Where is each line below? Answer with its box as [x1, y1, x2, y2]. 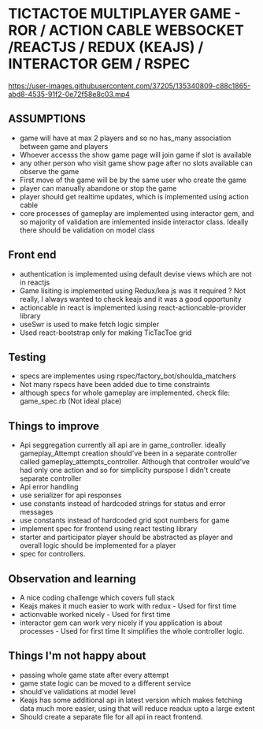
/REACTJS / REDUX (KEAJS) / [8, 39, 204, 56]
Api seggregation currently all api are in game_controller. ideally [19, 441, 227, 450]
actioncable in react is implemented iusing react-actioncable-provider [19, 303, 246, 312]
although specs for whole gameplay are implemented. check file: [19, 388, 231, 398]
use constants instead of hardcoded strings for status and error [19, 499, 226, 508]
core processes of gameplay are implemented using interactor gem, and [19, 208, 254, 218]
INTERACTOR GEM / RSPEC [8, 55, 191, 73]
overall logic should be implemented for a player [19, 541, 176, 550]
